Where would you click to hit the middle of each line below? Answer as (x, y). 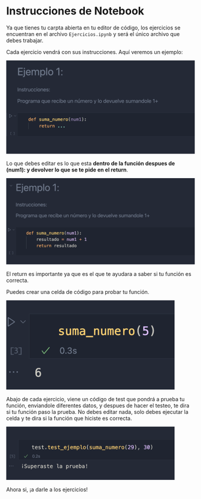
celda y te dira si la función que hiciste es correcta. (69, 418)
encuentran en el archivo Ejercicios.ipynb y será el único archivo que (93, 34)
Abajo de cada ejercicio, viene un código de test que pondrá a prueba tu (95, 399)
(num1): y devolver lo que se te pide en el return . (67, 170)
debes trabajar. (25, 40)
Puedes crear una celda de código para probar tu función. (78, 292)
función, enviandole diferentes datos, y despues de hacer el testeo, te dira (98, 405)
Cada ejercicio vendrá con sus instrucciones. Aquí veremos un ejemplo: (95, 52)
